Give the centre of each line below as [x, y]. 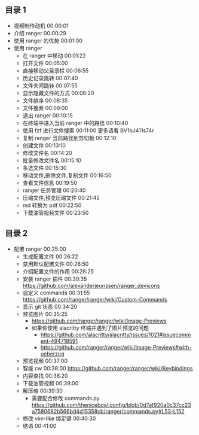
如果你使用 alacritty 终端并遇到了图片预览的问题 [90, 328]
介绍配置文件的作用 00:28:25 [58, 271]
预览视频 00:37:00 [45, 361]
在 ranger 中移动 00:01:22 [54, 56]
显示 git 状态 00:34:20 [50, 306]
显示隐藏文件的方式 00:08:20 [58, 93]
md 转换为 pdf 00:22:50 [52, 205]
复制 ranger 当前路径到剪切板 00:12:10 [69, 138]
